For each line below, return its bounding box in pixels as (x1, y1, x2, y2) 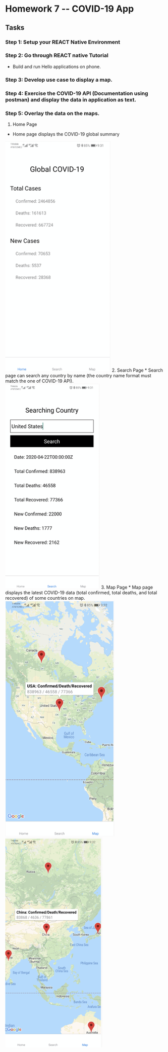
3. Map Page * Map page (100, 584, 153, 590)
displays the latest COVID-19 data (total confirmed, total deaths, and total (5, 589, 157, 596)
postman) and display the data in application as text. (5, 96, 136, 103)
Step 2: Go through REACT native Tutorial (5, 52, 108, 59)
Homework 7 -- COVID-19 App (5, 3, 134, 15)
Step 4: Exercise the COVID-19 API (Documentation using (5, 90, 148, 97)
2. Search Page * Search (111, 367, 163, 373)
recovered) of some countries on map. (5, 595, 85, 601)
